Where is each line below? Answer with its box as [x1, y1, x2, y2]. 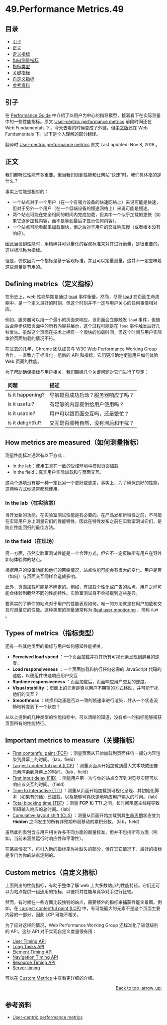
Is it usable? [7, 410, 36, 417]
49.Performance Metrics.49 [5, 3, 124, 15]
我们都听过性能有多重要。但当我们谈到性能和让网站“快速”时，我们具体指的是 [5, 172, 162, 178]
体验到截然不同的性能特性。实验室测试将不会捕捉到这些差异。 [13, 590, 140, 596]
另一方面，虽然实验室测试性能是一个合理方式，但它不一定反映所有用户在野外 [5, 550, 162, 556]
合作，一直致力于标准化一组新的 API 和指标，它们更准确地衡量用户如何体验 [5, 352, 159, 358]
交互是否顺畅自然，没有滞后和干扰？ [49, 419, 134, 426]
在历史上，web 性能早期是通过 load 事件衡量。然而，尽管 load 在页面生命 [5, 294, 156, 300]
